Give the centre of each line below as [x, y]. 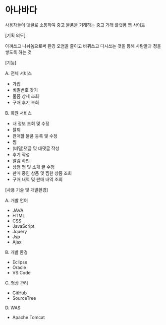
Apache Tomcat [28, 317]
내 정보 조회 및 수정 [31, 123]
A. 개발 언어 [17, 200]
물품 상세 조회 [26, 96]
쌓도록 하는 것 [19, 52]
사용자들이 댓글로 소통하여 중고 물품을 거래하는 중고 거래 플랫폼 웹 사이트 [75, 25]
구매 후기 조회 [26, 102]
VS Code [21, 272]
